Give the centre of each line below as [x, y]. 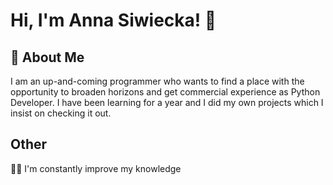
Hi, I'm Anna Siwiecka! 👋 [113, 20]
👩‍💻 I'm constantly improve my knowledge [96, 168]
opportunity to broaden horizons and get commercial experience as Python [165, 92]
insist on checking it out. [61, 113]
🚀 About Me [47, 57]
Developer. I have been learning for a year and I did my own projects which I [167, 102]
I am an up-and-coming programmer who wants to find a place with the [157, 81]
